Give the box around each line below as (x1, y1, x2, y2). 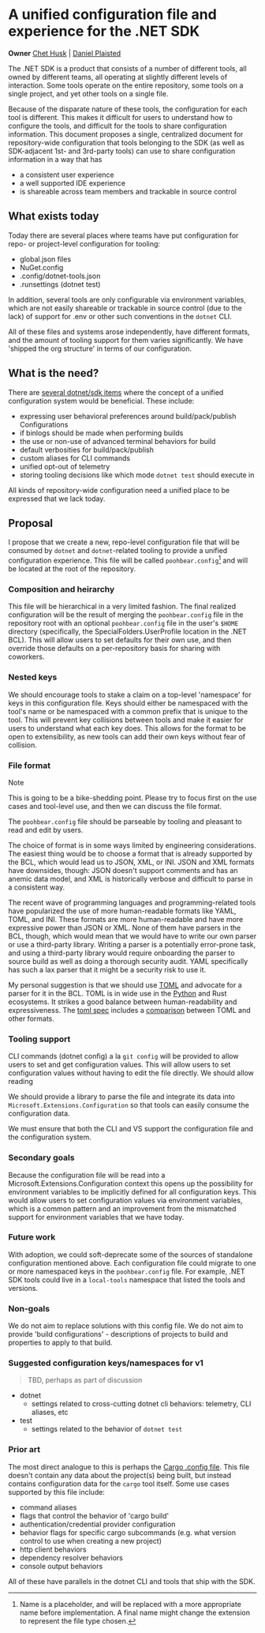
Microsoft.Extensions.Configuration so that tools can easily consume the (8, 1101, 250, 1110)
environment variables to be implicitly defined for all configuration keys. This (8, 1187, 257, 1196)
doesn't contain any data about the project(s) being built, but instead (8, 1470, 232, 1480)
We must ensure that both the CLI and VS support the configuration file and (8, 1124, 254, 1134)
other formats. (8, 1014, 55, 1023)
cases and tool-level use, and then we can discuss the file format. (8, 801, 222, 811)
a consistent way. (8, 882, 65, 892)
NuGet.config (19, 262, 64, 272)
